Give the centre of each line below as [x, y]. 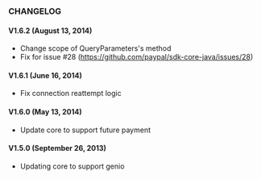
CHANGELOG [35, 11]
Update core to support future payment [85, 130]
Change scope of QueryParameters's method [95, 48]
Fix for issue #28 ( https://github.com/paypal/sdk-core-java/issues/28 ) [137, 57]
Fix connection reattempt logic [71, 94]
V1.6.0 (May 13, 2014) [45, 111]
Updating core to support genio [72, 166]
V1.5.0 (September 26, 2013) [58, 148]
